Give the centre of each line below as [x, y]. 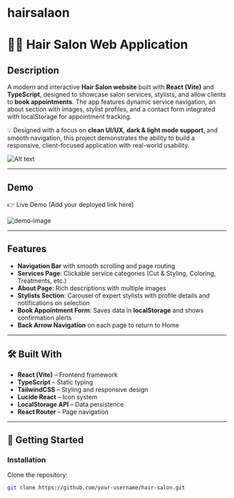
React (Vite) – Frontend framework [68, 375]
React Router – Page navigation [63, 412]
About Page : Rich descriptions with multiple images [92, 288]
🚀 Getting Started [46, 440]
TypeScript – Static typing [55, 382]
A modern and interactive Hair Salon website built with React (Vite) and [111, 87]
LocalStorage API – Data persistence [70, 404]
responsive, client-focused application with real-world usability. [99, 146]
